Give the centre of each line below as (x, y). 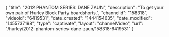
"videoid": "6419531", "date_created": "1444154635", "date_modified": (79, 18)
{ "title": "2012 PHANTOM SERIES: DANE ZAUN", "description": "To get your (84, 7)
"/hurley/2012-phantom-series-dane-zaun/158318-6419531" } (70, 29)
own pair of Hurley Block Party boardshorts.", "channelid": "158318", (77, 13)
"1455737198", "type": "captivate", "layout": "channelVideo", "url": (74, 23)
